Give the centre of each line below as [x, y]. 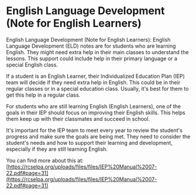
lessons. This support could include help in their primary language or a [92, 58]
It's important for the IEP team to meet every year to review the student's [94, 130]
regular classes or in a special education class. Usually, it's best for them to [97, 88]
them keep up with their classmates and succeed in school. [78, 118]
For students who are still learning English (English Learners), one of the [94, 106]
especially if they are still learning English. [57, 149]
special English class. [32, 65]
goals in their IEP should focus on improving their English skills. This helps [96, 113]
